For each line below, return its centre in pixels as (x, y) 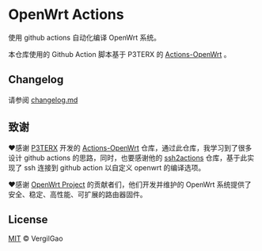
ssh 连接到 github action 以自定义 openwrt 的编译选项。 (114, 167)
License (28, 219)
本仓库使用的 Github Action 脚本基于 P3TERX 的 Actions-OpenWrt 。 (120, 54)
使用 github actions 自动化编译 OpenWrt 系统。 (84, 37)
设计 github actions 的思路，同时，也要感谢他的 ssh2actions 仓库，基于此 (128, 158)
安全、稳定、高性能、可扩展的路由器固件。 (78, 194)
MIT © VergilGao (36, 238)
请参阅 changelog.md (43, 100)
